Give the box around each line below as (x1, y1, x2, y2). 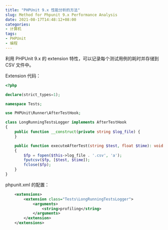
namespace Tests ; (5, 101, 42, 106)
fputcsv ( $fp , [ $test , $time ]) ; (23, 157, 90, 163)
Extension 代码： (5, 73, 41, 79)
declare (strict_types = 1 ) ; (5, 92, 60, 97)
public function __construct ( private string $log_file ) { (14, 129, 140, 134)
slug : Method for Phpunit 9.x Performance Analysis (5, 12, 117, 17)
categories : (5, 21, 31, 27)
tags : (5, 31, 17, 36)
